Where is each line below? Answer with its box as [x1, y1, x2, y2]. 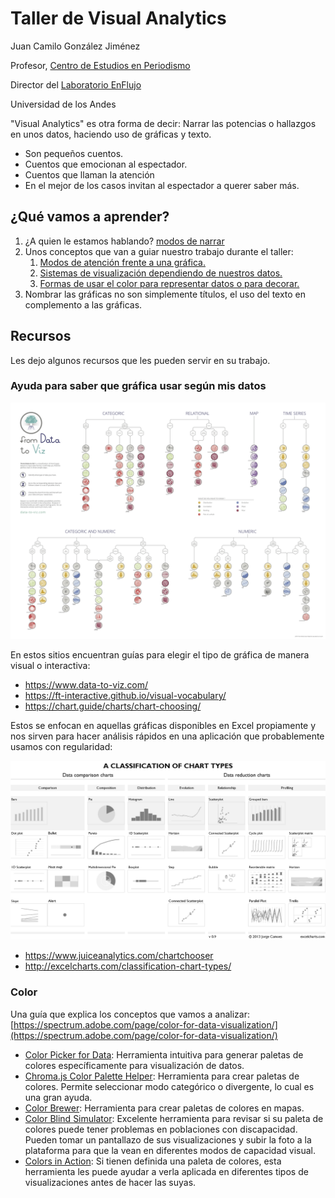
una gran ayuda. [24, 1091, 93, 1103]
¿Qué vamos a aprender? [10, 208, 170, 226]
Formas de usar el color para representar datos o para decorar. [39, 277, 300, 289]
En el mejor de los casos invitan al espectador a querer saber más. [24, 179, 300, 191]
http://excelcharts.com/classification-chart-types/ [24, 960, 232, 972]
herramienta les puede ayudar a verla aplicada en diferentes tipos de [24, 1165, 309, 1177]
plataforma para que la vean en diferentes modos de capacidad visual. [24, 1144, 316, 1156]
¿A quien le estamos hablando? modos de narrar [24, 235, 225, 247]
